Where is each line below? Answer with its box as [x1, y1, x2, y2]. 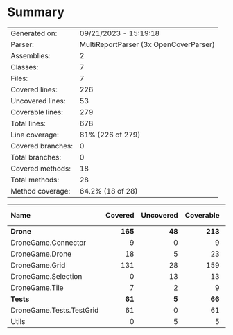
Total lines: [10, 119, 46, 128]
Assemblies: [10, 51, 51, 60]
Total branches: [10, 152, 62, 162]
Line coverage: [10, 130, 59, 139]
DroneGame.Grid [10, 260, 66, 270]
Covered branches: [10, 141, 74, 151]
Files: [10, 74, 28, 83]
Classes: [10, 62, 39, 71]
